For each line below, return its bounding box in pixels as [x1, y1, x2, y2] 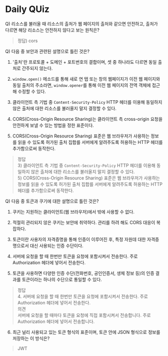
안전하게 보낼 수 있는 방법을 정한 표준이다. [12, 122, 94, 128]
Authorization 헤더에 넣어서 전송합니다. [17, 318, 95, 324]
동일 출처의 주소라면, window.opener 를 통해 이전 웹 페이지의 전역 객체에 [12, 82, 151, 88]
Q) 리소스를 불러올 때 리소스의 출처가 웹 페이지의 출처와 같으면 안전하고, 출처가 [5, 21, 158, 27]
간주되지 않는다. [21, 65, 53, 71]
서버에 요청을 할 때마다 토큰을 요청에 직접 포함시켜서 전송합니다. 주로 [17, 312, 151, 318]
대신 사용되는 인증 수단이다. [29, 242, 83, 249]
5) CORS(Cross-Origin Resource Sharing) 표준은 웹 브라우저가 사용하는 [17, 174, 160, 181]
